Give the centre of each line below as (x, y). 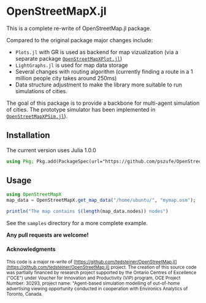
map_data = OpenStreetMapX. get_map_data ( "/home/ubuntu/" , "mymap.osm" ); (101, 201)
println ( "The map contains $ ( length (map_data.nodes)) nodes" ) (87, 212)
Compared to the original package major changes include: (80, 40)
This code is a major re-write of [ (41, 262)
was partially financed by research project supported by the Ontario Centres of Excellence (101, 273)
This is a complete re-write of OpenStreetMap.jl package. (79, 28)
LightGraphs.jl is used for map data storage (72, 65)
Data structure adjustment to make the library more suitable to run (99, 85)
